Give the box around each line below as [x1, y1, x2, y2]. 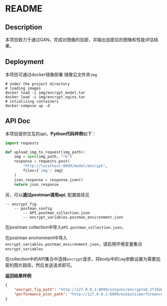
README [5, 3, 43, 14]
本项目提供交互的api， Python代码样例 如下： [5, 131, 96, 137]
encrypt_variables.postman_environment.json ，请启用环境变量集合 [5, 241, 143, 247]
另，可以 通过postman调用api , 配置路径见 [5, 191, 89, 197]
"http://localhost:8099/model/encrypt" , [23, 163, 108, 168]
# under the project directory [5, 81, 70, 86]
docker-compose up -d [5, 103, 50, 108]
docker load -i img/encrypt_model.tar [5, 90, 85, 95]
